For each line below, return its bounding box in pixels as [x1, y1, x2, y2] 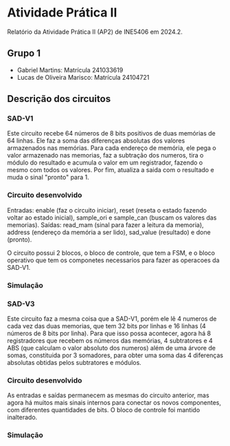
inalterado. [7, 413, 38, 421]
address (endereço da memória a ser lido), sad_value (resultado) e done [7, 228, 211, 236]
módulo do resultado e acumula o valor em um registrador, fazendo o [7, 158, 203, 167]
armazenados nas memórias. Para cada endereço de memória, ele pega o [7, 144, 216, 152]
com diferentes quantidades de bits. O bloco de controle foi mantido [7, 406, 200, 414]
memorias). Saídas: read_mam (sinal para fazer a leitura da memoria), [7, 220, 204, 229]
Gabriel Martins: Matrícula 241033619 [16, 65, 124, 74]
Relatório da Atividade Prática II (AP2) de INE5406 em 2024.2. [7, 28, 183, 36]
